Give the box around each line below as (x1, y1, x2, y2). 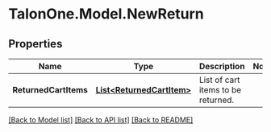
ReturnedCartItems (12, 85, 89, 95)
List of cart (198, 74, 240, 85)
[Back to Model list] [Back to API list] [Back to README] (8, 115, 194, 125)
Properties (8, 37, 63, 51)
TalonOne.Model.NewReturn (8, 5, 204, 23)
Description (198, 61, 245, 72)
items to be (198, 85, 242, 95)
